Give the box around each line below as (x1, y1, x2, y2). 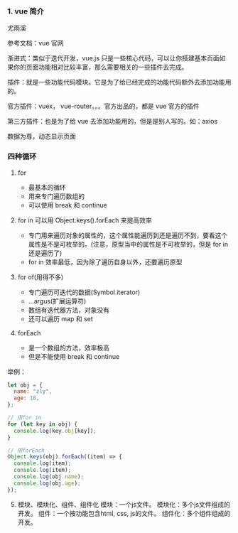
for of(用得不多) (17, 272, 64, 281)
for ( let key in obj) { (7, 421, 78, 428)
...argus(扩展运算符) (28, 296, 87, 305)
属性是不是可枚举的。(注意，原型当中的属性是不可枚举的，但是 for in (28, 239, 229, 248)
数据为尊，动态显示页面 (7, 132, 76, 141)
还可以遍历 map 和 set (28, 314, 94, 323)
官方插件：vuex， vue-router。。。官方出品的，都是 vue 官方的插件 (7, 102, 200, 111)
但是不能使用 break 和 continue (28, 352, 120, 360)
